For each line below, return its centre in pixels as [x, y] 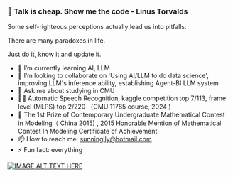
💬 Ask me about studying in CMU [66, 91]
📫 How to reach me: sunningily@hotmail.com [85, 139]
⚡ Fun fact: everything [50, 150]
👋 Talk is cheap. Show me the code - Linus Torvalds [98, 11]
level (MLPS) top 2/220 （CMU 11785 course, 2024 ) [94, 107]
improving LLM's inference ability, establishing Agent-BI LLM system [118, 83]
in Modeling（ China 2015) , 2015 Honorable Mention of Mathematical [119, 123]
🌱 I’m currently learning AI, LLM [64, 68]
